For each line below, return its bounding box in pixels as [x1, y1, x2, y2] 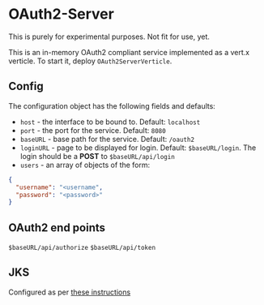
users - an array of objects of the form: [19, 160, 151, 170]
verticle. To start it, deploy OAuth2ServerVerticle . [8, 56, 172, 66]
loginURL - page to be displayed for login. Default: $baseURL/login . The [19, 143, 257, 152]
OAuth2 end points [8, 221, 106, 234]
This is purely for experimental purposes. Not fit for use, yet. [8, 32, 211, 41]
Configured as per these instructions [8, 287, 131, 297]
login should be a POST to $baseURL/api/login [19, 151, 176, 161]
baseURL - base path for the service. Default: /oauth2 [19, 134, 195, 144]
